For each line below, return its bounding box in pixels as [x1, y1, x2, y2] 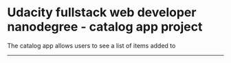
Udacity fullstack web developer [7, 5, 197, 20]
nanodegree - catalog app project [7, 19, 203, 35]
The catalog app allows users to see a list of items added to [7, 41, 176, 49]
